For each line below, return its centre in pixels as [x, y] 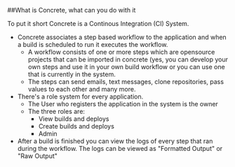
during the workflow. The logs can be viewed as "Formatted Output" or [120, 148]
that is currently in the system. [72, 74]
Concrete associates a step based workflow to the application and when [122, 37]
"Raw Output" [38, 156]
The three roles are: [56, 111]
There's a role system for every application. [80, 96]
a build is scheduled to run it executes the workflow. [93, 44]
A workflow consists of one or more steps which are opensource [121, 52]
